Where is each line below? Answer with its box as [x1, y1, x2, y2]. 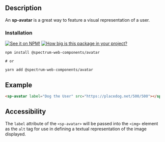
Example [5, 81, 32, 89]
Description [5, 4, 42, 12]
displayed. [5, 131, 26, 137]
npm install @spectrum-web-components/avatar [5, 50, 100, 55]
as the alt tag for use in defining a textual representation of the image [5, 126, 147, 132]
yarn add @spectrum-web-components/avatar [5, 68, 93, 72]
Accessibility [5, 107, 46, 116]
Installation [5, 29, 33, 36]
